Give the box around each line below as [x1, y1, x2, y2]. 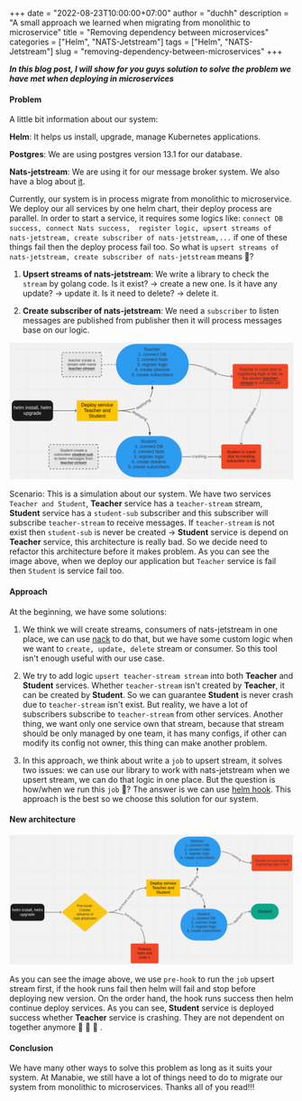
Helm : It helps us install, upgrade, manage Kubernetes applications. [9, 131, 261, 143]
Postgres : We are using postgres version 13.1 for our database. [9, 149, 243, 160]
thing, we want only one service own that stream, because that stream [22, 718, 284, 729]
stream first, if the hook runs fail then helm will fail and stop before [9, 983, 256, 994]
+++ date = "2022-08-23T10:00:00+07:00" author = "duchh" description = [9, 8, 289, 18]
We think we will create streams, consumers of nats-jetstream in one [22, 624, 278, 635]
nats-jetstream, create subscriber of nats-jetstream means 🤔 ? [9, 251, 254, 262]
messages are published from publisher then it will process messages [22, 315, 282, 326]
